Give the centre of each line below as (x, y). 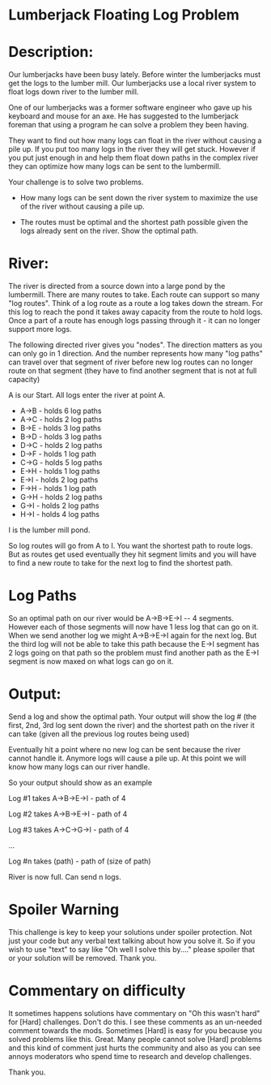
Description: (51, 52)
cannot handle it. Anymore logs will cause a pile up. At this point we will (127, 758)
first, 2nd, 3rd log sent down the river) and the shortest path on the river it (131, 725)
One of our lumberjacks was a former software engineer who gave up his (130, 108)
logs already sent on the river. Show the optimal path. (109, 231)
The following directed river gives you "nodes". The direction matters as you (135, 345)
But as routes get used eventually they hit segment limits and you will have (133, 554)
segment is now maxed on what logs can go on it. (91, 661)
